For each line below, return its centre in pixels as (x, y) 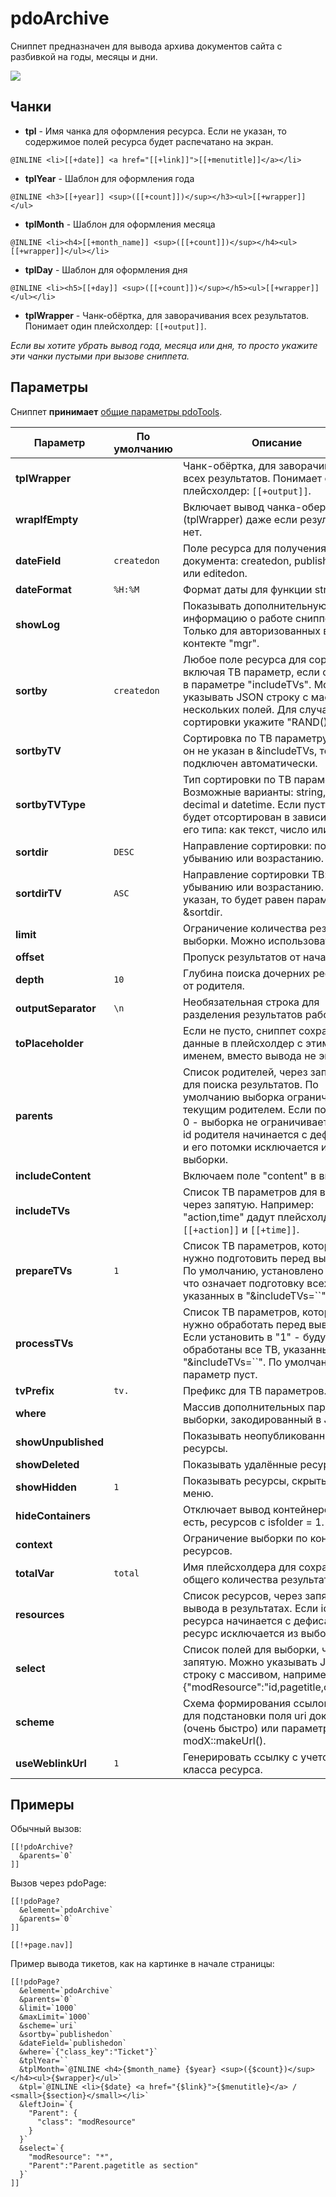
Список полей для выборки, (251, 1649)
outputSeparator (56, 1008)
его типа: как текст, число (246, 829)
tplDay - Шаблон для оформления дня (106, 269)
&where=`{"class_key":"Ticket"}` (89, 2052)
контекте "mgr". (221, 643)
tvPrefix (35, 1390)
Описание (277, 442)
